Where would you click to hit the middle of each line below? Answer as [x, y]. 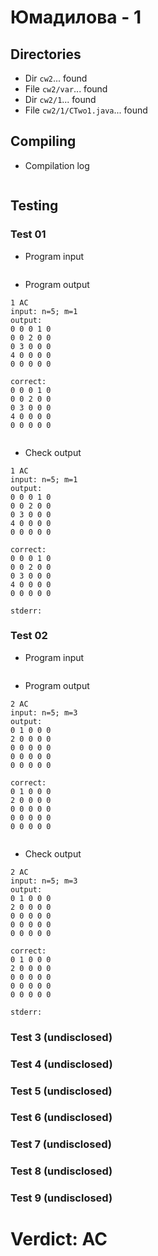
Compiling [43, 141]
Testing [34, 206]
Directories [46, 54]
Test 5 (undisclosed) [61, 1091]
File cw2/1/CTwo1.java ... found [86, 110]
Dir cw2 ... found [56, 78]
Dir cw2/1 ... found [60, 99]
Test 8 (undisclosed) [61, 1171]
